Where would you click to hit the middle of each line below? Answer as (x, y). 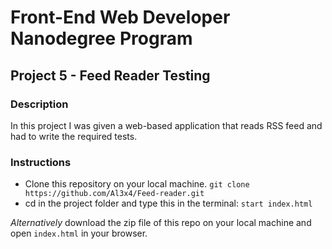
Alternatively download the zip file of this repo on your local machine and (161, 223)
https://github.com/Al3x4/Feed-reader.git (114, 194)
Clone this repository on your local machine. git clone (137, 184)
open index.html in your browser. (79, 233)
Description (39, 104)
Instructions (41, 162)
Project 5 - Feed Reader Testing (110, 75)
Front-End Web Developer (120, 17)
